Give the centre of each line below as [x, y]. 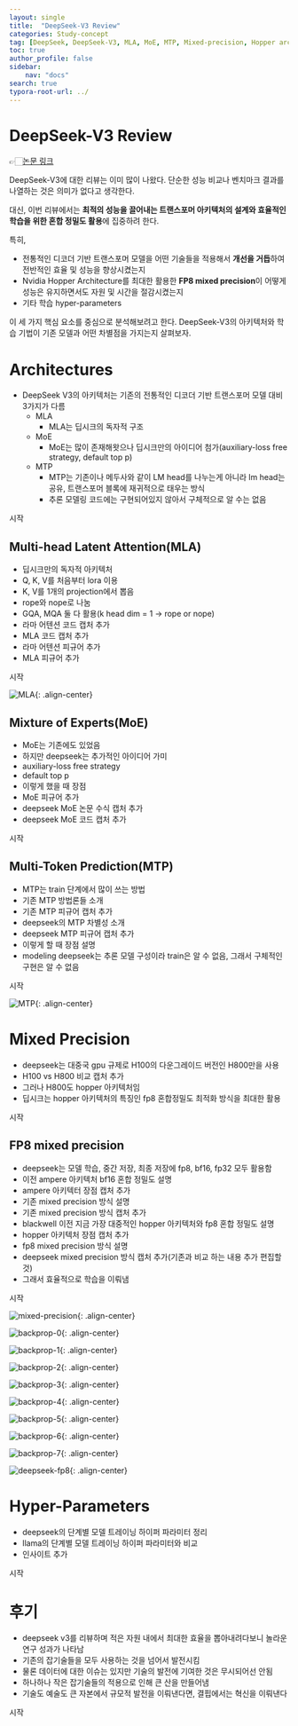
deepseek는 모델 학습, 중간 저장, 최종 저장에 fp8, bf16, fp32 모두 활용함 [147, 1168]
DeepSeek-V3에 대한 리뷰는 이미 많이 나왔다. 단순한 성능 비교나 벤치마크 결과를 [147, 180]
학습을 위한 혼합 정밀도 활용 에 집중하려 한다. [84, 221]
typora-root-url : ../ [49, 91]
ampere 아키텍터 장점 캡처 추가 [76, 1190]
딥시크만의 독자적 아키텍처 [67, 570]
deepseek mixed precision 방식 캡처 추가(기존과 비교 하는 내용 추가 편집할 [152, 1257]
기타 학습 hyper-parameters [72, 303]
